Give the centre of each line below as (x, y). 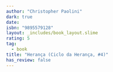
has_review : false (28, 60)
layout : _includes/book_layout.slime (52, 33)
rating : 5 (18, 38)
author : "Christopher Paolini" (44, 11)
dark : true (19, 17)
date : (13, 22)
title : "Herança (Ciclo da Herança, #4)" (57, 55)
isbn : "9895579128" (30, 28)
